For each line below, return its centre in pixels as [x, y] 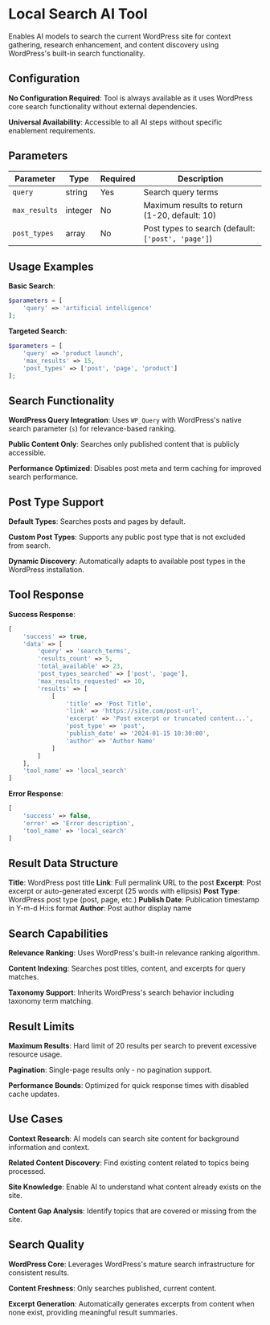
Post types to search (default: [199, 228]
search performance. [43, 477]
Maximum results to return [193, 205]
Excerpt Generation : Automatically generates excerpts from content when [131, 1303]
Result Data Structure [63, 863]
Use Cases [36, 1119]
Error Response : [36, 794]
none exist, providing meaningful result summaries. [93, 1312]
